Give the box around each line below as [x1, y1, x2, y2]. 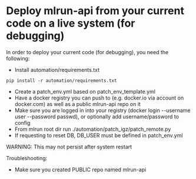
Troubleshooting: [6, 154, 48, 161]
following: [6, 55, 30, 62]
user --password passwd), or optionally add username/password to [14, 113, 180, 120]
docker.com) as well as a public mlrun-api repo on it [14, 100, 141, 107]
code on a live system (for [6, 16, 135, 30]
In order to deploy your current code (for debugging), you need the [6, 48, 169, 55]
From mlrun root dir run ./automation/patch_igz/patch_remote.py [14, 125, 171, 132]
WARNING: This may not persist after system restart [6, 143, 132, 150]
